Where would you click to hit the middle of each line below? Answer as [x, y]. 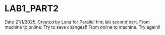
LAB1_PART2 [32, 9]
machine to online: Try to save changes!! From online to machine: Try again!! [82, 27]
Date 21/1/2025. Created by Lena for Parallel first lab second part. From [77, 22]
